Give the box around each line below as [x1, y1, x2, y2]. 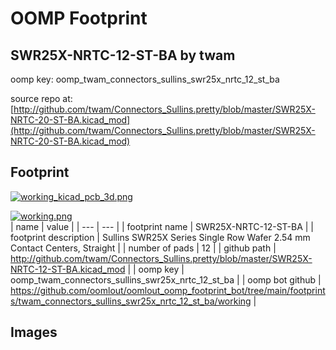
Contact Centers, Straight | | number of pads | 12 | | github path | [10, 242, 277, 254]
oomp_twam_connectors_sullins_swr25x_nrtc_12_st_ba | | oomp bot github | [10, 273, 322, 286]
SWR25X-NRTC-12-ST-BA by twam [10, 47, 236, 64]
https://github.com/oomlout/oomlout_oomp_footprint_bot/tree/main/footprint [10, 284, 326, 296]
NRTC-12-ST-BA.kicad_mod [10, 263, 126, 275]
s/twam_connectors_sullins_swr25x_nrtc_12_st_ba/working [10, 295, 252, 307]
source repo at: [10, 93, 73, 104]
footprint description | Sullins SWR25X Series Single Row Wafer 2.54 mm [10, 231, 311, 243]
